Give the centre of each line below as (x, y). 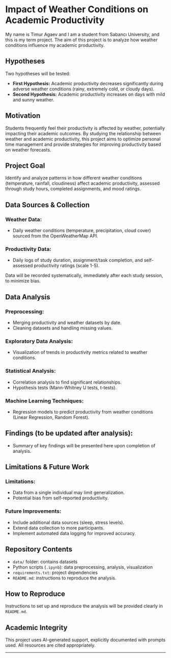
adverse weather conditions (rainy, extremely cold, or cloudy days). (83, 89)
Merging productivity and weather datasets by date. (67, 323)
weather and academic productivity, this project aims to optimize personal (83, 139)
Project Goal (25, 166)
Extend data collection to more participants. (59, 528)
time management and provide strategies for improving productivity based (83, 144)
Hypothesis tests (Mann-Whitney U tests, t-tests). (65, 387)
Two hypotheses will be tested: (38, 73)
